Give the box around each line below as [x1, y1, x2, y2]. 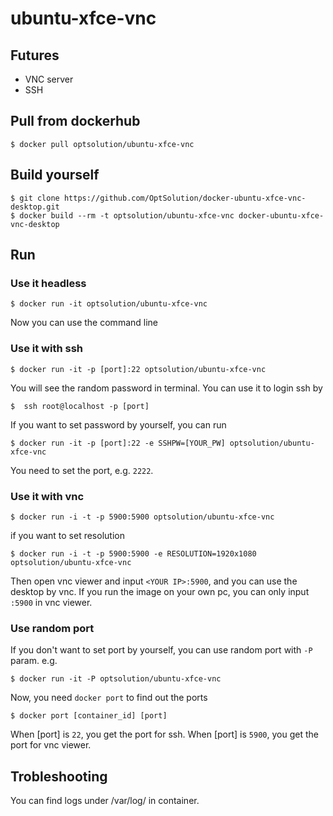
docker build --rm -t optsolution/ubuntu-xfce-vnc [19, 210, 235, 221]
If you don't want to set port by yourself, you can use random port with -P [10, 644, 313, 656]
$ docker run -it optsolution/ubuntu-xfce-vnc [10, 299, 208, 309]
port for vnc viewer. [10, 739, 92, 751]
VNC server [24, 73, 74, 85]
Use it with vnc [10, 489, 85, 503]
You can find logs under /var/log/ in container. [10, 795, 200, 807]
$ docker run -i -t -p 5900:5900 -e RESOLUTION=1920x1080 [10, 548, 257, 559]
